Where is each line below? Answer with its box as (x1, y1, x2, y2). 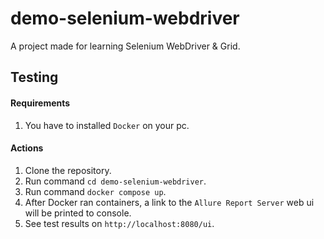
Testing (10, 69, 59, 86)
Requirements (10, 97, 71, 109)
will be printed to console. (24, 207, 132, 219)
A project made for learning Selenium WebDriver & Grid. (10, 40, 241, 52)
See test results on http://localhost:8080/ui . (24, 217, 215, 229)
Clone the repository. (24, 164, 112, 176)
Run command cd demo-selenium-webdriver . (24, 175, 207, 187)
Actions (10, 142, 44, 154)
